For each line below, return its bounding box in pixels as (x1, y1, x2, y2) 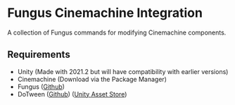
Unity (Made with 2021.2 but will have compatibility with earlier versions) (17, 67, 229, 75)
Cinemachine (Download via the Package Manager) (17, 75, 167, 83)
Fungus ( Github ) (17, 82, 65, 91)
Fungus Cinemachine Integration (7, 5, 203, 21)
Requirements (7, 49, 70, 61)
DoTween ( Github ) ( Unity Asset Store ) (17, 89, 127, 98)
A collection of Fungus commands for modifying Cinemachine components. (7, 28, 227, 37)
